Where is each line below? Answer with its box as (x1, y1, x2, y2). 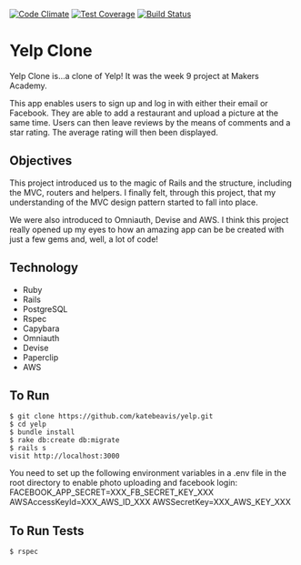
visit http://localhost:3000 (9, 451, 120, 461)
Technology (9, 260, 79, 276)
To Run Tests (9, 523, 85, 539)
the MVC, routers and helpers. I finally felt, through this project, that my (9, 187, 276, 197)
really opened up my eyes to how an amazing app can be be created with (9, 224, 285, 235)
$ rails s (9, 444, 47, 453)
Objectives (9, 153, 73, 168)
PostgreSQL (22, 303, 68, 314)
